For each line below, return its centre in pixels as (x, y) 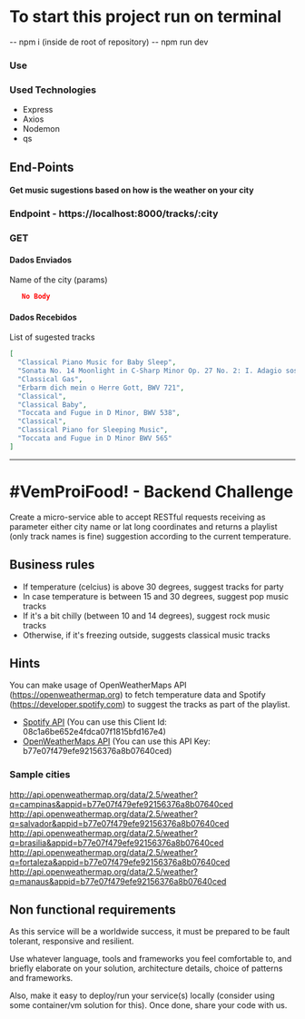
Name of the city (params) (59, 280)
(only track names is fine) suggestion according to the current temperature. (151, 536)
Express (38, 110)
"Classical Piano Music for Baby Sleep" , (97, 362)
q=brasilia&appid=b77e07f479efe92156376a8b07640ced (117, 843)
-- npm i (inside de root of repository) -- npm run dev (109, 42)
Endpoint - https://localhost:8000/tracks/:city (114, 213)
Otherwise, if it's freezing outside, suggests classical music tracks (146, 635)
